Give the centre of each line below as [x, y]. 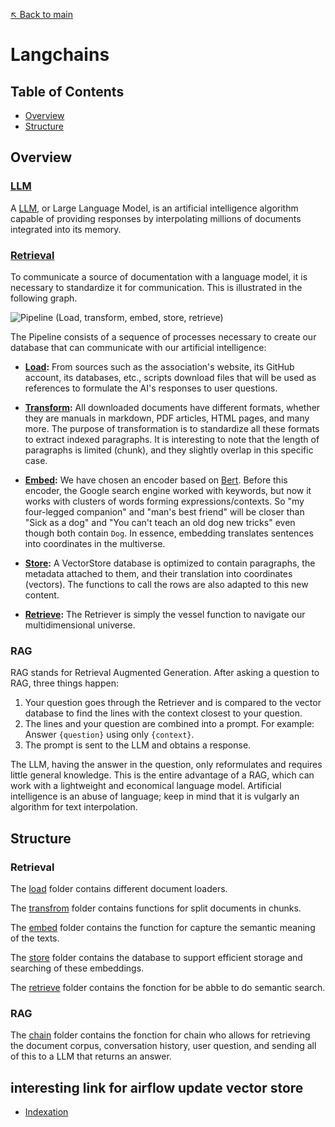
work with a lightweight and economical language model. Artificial [146, 786]
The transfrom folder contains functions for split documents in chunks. [156, 908]
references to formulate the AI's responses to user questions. [151, 388]
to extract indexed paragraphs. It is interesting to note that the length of [172, 439]
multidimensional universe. [80, 625]
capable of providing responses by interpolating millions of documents [156, 218]
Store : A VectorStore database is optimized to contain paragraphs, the [170, 563]
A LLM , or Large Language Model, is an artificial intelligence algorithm [154, 208]
